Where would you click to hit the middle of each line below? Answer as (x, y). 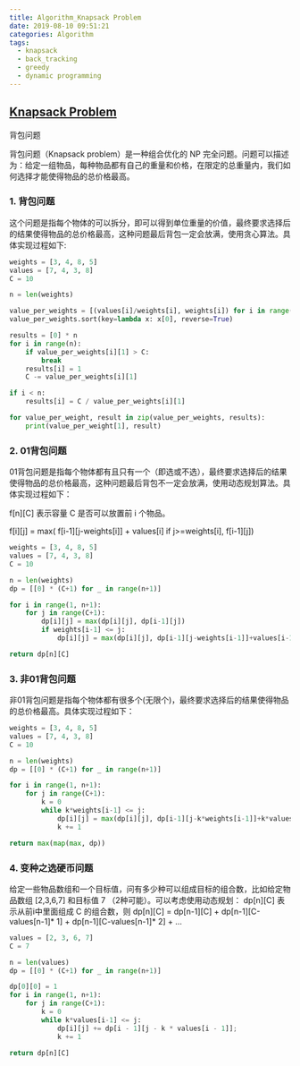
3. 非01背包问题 (42, 678)
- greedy (33, 68)
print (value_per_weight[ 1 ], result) (94, 426)
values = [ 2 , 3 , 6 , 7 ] (51, 938)
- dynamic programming (59, 76)
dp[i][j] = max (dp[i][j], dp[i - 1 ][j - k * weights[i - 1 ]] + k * (163, 819)
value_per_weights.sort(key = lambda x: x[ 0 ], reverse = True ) (121, 320)
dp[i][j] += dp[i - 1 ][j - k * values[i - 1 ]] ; (147, 1028)
